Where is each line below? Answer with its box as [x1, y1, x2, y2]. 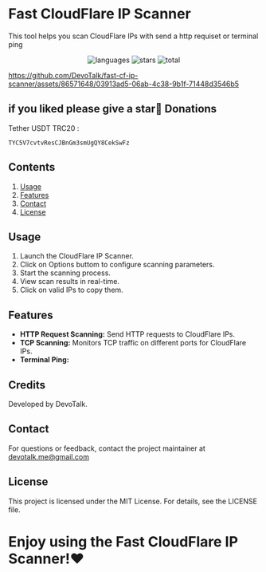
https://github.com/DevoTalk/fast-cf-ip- [8, 70, 139, 80]
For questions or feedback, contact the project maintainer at [8, 444, 205, 453]
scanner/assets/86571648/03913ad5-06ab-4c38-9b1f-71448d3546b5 [8, 79, 240, 89]
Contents [8, 160, 56, 174]
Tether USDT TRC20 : [8, 123, 80, 132]
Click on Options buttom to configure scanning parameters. [19, 260, 215, 270]
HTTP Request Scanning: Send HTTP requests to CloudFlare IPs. [19, 329, 236, 339]
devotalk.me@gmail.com [8, 452, 90, 461]
